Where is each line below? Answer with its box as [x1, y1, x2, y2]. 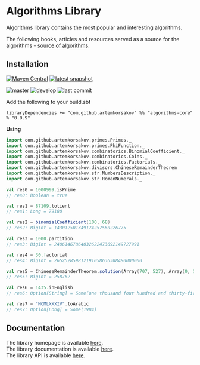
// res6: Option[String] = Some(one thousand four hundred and [6, 290, 167, 296]
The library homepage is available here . [6, 339, 103, 346]
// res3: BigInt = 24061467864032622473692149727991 [6, 241, 140, 247]
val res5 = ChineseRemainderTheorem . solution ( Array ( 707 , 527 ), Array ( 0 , [6, 268, 190, 274]
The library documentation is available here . [6, 345, 114, 352]
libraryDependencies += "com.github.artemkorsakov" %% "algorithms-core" [6, 109, 193, 116]
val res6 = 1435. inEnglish [6, 285, 73, 291]
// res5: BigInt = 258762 [6, 274, 70, 280]
